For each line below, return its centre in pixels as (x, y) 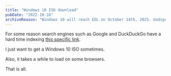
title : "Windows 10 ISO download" (42, 10)
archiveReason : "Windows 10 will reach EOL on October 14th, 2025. (78, 19)
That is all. (16, 69)
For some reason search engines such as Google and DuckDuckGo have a (83, 34)
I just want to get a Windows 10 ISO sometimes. (55, 49)
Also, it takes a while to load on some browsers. (55, 59)
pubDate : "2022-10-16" (29, 15)
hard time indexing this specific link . (43, 39)
